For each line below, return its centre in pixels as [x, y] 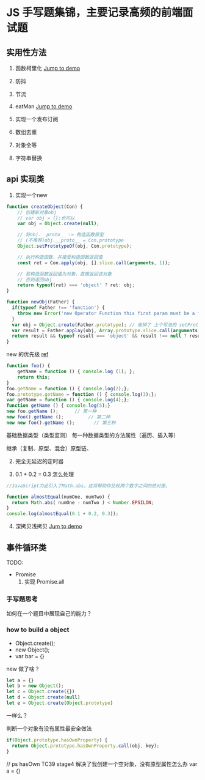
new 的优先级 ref [27, 354]
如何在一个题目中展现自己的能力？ [49, 614]
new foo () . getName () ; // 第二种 [59, 417]
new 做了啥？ [23, 669]
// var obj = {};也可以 [46, 218]
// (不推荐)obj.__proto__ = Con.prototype [70, 240]
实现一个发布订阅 [37, 119]
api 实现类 [25, 179]
